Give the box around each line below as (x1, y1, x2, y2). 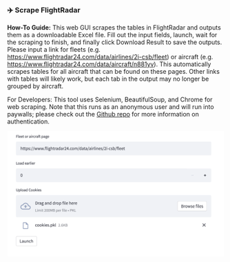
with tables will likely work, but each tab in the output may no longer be (7, 74, 209, 83)
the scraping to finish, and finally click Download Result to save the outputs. (7, 38, 222, 46)
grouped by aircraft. (7, 82, 64, 90)
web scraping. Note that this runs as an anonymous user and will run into (7, 103, 215, 111)
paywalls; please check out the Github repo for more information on (7, 110, 200, 119)
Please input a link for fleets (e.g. (7, 46, 101, 54)
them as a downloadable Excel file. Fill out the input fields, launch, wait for (7, 31, 218, 39)
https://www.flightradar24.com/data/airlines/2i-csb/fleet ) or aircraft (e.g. (7, 53, 213, 61)
